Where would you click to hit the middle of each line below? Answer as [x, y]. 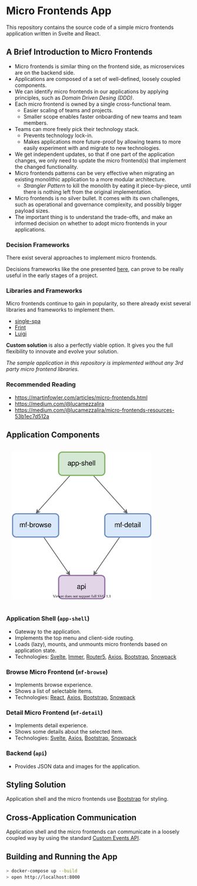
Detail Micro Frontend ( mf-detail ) [54, 712]
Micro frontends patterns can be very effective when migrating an [94, 173]
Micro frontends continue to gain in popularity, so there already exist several [98, 304]
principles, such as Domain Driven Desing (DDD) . [74, 97]
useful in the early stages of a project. [52, 275]
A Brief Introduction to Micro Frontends [79, 52]
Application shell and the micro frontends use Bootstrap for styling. [87, 799]
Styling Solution [36, 785]
